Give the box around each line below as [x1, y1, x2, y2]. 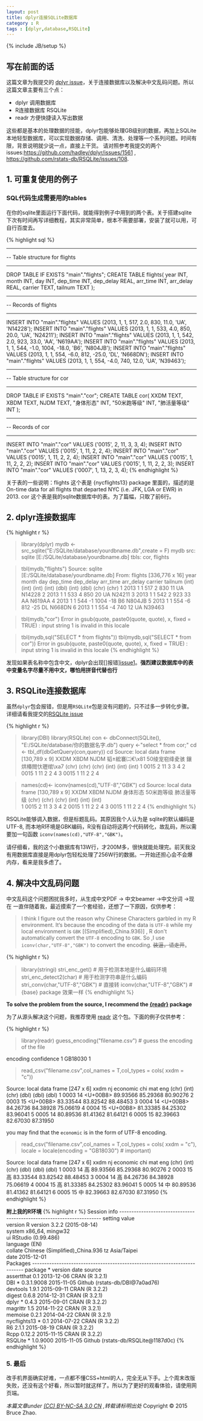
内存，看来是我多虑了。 [6, 858, 65, 866]
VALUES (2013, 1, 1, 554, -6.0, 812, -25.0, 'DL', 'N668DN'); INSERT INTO [6, 350, 184, 358]
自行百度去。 [6, 224, 38, 231]
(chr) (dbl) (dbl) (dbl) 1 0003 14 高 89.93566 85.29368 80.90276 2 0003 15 [6, 1166, 193, 1174]
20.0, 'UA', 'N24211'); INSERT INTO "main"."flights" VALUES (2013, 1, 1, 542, [6, 331, 194, 339]
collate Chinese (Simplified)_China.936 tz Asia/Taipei [6, 1247, 138, 1254]
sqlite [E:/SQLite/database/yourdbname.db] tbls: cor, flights [21, 553, 169, 560]
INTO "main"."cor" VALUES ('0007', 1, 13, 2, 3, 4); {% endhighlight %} [6, 466, 178, 474]
